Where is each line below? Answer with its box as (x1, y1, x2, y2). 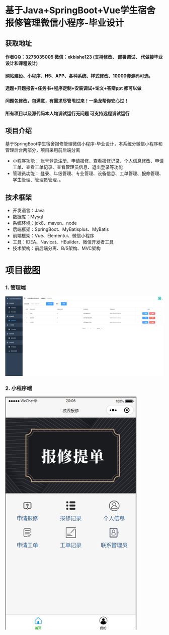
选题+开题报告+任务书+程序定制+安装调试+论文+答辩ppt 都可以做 (5, 85, 142, 91)
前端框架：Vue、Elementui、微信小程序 (12, 233, 95, 239)
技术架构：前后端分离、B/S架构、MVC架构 (12, 246, 101, 252)
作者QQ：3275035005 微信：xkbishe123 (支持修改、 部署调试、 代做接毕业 (5, 54, 163, 60)
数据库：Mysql (12, 214, 43, 220)
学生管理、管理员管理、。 (12, 177, 64, 183)
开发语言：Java (12, 208, 45, 214)
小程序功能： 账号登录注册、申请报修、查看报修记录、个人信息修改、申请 (12, 158, 164, 164)
